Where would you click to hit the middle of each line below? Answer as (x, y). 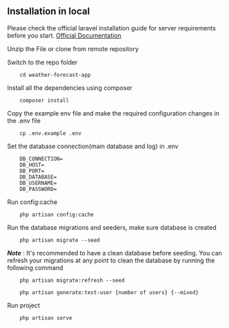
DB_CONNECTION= (41, 158)
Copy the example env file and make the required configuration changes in (113, 113)
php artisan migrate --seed (60, 240)
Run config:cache (32, 202)
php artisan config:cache (57, 215)
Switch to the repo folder (42, 62)
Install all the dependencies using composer (70, 88)
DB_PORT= (32, 171)
